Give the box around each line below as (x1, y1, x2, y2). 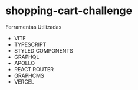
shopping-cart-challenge (5, 4, 133, 18)
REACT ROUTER (14, 65, 54, 72)
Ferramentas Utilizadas (5, 23, 62, 30)
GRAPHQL (14, 53, 40, 60)
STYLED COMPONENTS (14, 47, 73, 54)
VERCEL (14, 78, 35, 85)
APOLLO (14, 60, 35, 67)
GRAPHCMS (14, 72, 45, 79)
